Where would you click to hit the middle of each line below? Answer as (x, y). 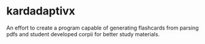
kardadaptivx (41, 11)
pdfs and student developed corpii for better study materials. (83, 34)
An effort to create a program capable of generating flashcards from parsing (102, 28)
